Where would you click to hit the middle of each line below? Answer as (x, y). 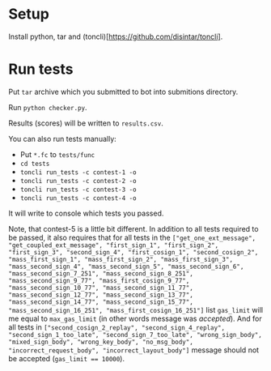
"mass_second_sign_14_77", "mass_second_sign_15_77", (101, 302)
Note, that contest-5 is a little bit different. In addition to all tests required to (133, 228)
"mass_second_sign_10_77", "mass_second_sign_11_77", (101, 288)
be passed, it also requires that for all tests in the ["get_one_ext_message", (132, 237)
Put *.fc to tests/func (57, 154)
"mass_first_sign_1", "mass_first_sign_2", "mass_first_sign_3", (121, 259)
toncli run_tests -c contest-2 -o (78, 181)
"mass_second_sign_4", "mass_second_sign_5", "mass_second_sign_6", (126, 267)
